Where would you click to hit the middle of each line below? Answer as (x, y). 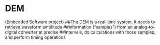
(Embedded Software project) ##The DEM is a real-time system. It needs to (80, 22)
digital (11, 32)
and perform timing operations (36, 37)
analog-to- (144, 27)
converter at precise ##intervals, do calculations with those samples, (87, 32)
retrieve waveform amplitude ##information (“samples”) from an (69, 27)
